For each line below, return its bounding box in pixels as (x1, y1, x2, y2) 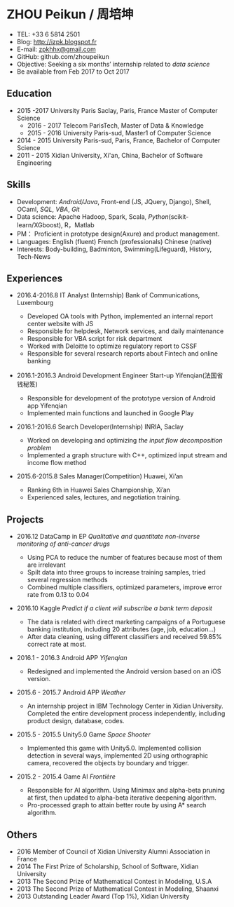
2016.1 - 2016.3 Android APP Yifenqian (16, 654, 128, 662)
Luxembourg (16, 299, 54, 307)
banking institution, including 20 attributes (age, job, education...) (27, 625, 216, 633)
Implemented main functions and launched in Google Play (27, 409, 194, 417)
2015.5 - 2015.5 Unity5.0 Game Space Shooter (16, 730, 151, 739)
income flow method (27, 459, 87, 467)
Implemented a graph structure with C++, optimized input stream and (27, 451, 228, 459)
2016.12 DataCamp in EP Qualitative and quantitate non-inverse (16, 532, 200, 541)
